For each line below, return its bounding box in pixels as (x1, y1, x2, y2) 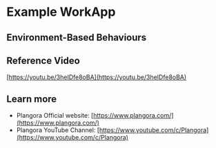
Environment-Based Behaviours (6, 32, 147, 43)
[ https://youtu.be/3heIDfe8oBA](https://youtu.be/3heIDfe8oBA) (6, 73, 187, 81)
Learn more (6, 93, 57, 105)
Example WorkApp (6, 4, 116, 20)
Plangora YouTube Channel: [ (16, 126, 100, 134)
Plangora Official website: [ (16, 112, 94, 120)
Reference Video (6, 54, 80, 66)
